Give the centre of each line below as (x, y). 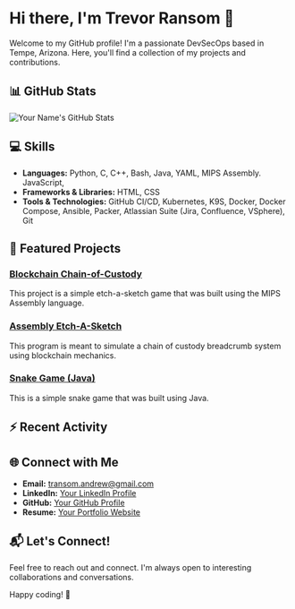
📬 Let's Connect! (60, 541)
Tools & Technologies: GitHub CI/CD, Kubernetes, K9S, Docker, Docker (154, 202)
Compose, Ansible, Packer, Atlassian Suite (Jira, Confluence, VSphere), (154, 210)
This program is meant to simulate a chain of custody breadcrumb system (145, 346)
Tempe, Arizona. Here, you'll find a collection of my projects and (127, 52)
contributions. (35, 62)
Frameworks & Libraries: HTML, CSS (91, 192)
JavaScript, (43, 182)
